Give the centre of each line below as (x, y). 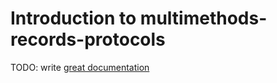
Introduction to (73, 18)
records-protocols (88, 39)
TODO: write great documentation (80, 67)
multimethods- (203, 18)
